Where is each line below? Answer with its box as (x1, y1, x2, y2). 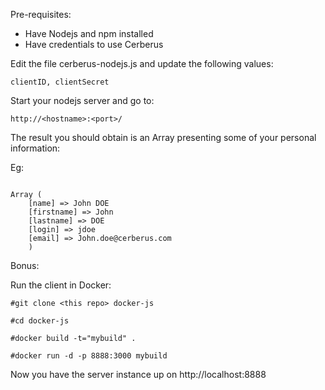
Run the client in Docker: (10, 279, 112, 291)
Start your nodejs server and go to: (10, 95, 155, 106)
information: (10, 142, 61, 154)
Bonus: (10, 260, 40, 271)
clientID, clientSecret (10, 77, 110, 87)
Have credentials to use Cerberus (24, 39, 164, 50)
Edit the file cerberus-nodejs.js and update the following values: (10, 58, 274, 69)
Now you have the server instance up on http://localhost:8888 (10, 369, 267, 380)
